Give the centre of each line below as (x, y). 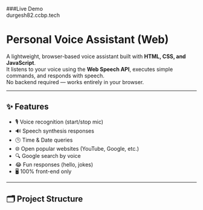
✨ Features (27, 107)
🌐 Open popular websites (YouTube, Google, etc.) (77, 148)
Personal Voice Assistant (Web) (88, 40)
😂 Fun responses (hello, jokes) (54, 164)
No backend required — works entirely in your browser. (75, 82)
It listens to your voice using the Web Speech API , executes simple (90, 69)
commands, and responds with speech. (55, 76)
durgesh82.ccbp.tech (33, 15)
